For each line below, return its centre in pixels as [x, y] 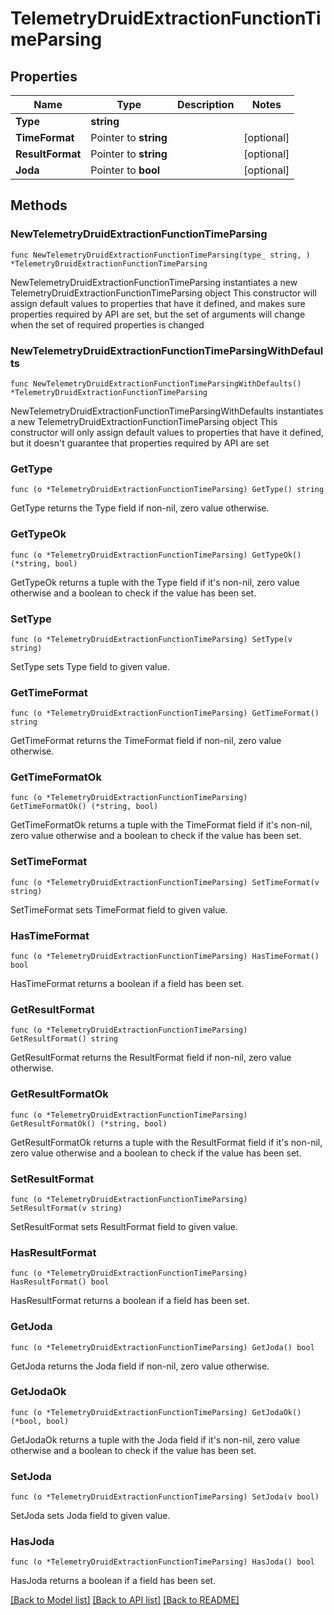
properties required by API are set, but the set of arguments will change [158, 314]
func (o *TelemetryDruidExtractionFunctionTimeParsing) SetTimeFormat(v [165, 882]
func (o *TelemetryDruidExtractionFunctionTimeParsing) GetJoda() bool [162, 1347]
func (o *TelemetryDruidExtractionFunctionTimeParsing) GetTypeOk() [156, 555]
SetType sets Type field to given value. [90, 666]
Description [205, 104]
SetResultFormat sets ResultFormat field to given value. [124, 1226]
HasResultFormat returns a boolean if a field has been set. [130, 1301]
